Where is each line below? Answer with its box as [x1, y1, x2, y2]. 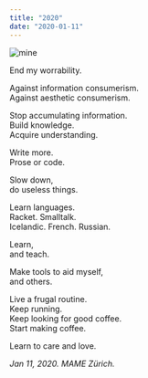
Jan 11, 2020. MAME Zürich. [9, 358, 116, 369]
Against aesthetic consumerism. [9, 92, 131, 103]
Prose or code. [9, 156, 66, 167]
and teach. [9, 248, 50, 259]
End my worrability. [9, 65, 82, 76]
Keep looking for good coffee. [9, 312, 122, 324]
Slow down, [9, 174, 54, 185]
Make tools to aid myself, [9, 266, 103, 277]
